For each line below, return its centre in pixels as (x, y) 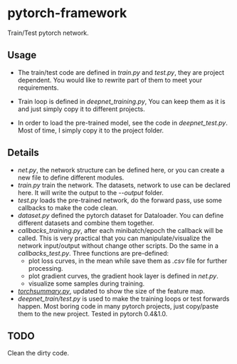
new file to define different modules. (71, 177)
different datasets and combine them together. (86, 223)
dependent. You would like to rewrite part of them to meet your (110, 80)
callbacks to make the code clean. (68, 207)
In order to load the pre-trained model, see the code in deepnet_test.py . (122, 123)
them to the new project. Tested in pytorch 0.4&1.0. (93, 313)
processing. (46, 268)
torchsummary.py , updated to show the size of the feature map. (111, 291)
